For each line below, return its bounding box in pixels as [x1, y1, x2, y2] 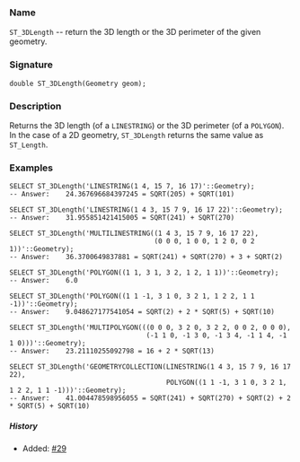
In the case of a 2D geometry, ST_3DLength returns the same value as [9, 129, 264, 140]
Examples [9, 161, 54, 174]
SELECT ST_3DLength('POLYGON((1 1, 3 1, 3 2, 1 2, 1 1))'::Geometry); [9, 268, 279, 277]
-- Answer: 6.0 [9, 276, 78, 285]
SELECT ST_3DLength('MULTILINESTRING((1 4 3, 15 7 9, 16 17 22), [9, 229, 259, 239]
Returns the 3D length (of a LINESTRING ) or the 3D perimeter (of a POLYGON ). [9, 119, 285, 131]
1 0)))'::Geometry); [9, 339, 87, 348]
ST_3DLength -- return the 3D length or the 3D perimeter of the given [9, 27, 261, 38]
